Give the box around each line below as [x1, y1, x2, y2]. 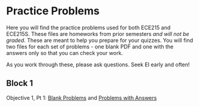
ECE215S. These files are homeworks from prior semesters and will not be [6, 30, 190, 37]
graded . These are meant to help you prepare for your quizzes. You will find [6, 36, 194, 44]
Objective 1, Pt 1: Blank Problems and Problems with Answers [6, 94, 157, 101]
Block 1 [6, 78, 34, 88]
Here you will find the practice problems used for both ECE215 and [6, 24, 171, 31]
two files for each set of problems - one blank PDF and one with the [6, 43, 174, 50]
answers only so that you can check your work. [6, 49, 123, 56]
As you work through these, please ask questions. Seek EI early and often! [6, 61, 190, 68]
